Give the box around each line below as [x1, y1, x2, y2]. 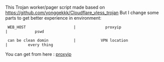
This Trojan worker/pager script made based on [5, 5, 105, 10]
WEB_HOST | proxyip [7, 25, 122, 30]
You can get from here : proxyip [5, 51, 72, 57]
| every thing [5, 42, 53, 47]
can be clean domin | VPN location [7, 38, 128, 43]
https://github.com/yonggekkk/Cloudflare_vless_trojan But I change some [5, 10, 159, 16]
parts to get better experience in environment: [5, 15, 102, 21]
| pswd [5, 29, 44, 34]
